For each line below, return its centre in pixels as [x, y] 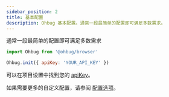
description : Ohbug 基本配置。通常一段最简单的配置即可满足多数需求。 [86, 23]
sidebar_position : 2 [32, 12]
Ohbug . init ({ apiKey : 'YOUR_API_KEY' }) [58, 63]
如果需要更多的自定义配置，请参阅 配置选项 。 [62, 88]
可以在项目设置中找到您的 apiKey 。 [50, 75]
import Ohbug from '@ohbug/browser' [52, 52]
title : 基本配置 [25, 17]
